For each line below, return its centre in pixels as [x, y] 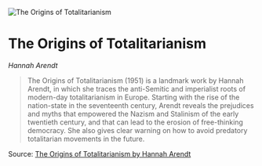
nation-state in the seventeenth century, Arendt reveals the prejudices [140, 105]
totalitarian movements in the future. [86, 139]
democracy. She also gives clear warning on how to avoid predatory [137, 130]
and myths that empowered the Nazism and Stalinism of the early [133, 114]
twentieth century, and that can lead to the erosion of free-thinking [135, 122]
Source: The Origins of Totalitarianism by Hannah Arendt [100, 153]
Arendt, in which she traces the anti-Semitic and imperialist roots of [136, 88]
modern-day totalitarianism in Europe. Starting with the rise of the [133, 97]
